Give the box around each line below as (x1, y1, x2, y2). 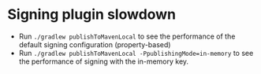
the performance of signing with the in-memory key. (18, 57, 189, 66)
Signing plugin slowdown (7, 6, 177, 24)
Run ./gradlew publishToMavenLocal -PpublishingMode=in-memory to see (18, 48, 254, 57)
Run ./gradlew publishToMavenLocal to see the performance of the (18, 31, 236, 41)
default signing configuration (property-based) (18, 39, 171, 49)
